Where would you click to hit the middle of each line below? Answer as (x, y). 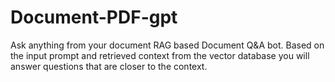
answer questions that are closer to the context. (109, 66)
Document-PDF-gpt (94, 17)
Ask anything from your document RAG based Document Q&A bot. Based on (167, 45)
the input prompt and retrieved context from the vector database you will (160, 55)
